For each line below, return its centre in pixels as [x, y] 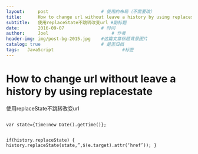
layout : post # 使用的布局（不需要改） [80, 11]
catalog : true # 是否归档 [65, 45]
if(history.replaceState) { [41, 140]
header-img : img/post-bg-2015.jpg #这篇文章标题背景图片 [77, 39]
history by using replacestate [80, 91]
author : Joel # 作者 [66, 34]
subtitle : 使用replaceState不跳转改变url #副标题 [66, 22]
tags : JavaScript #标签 [70, 50]
